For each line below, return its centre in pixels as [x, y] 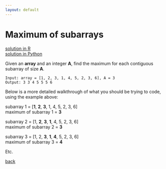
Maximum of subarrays [54, 34]
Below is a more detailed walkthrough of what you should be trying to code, [83, 91]
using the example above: [32, 97]
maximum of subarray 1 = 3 [33, 112]
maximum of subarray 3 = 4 [34, 142]
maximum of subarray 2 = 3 [34, 127]
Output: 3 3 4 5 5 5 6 [29, 82]
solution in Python [24, 53]
